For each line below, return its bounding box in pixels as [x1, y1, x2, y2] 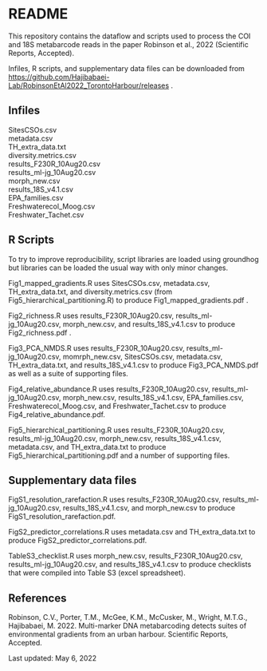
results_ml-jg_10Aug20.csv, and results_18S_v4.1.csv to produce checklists [8, 560, 252, 570]
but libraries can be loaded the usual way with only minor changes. [8, 263, 229, 272]
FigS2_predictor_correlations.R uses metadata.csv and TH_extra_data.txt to [8, 527, 256, 537]
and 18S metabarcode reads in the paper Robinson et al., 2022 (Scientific [8, 39, 249, 49]
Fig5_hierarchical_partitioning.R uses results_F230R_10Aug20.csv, [8, 425, 226, 435]
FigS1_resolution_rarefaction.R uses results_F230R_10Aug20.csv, [8, 494, 221, 504]
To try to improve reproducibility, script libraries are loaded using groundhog [8, 254, 259, 264]
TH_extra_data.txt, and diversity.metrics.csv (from [8, 287, 173, 296]
